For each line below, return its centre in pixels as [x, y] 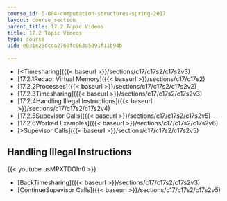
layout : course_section [42, 20]
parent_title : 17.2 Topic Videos [56, 26]
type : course [26, 40]
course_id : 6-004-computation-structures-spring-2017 [87, 14]
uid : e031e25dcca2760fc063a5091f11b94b [65, 46]
